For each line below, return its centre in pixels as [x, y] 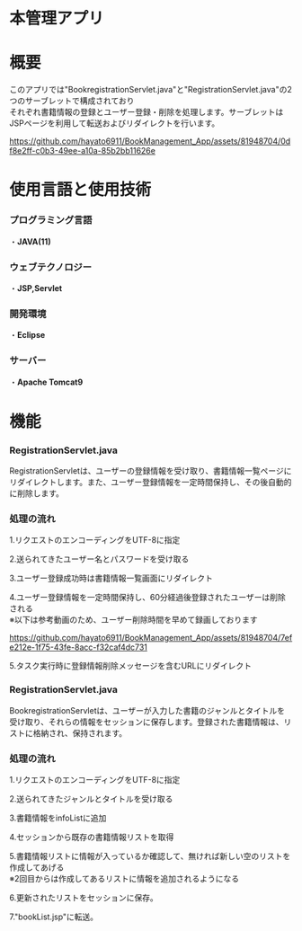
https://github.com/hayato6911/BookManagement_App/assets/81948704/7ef [151, 638]
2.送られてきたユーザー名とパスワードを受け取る [99, 559]
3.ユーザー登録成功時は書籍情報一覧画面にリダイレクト [111, 578]
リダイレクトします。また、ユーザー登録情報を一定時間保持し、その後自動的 [151, 482]
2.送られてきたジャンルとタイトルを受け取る [91, 798]
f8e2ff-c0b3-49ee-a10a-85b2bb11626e [82, 151]
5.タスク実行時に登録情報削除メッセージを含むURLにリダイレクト [131, 666]
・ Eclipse [27, 335]
